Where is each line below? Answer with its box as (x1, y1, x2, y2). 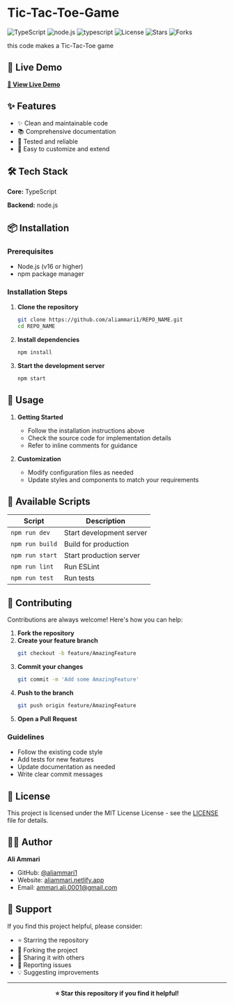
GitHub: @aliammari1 (17, 868, 78, 876)
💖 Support (7, 904, 52, 916)
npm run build (10, 540, 58, 548)
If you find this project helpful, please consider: (7, 922, 143, 930)
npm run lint (10, 563, 54, 571)
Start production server (63, 550, 141, 560)
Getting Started (17, 412, 64, 421)
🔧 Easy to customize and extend (17, 144, 110, 153)
